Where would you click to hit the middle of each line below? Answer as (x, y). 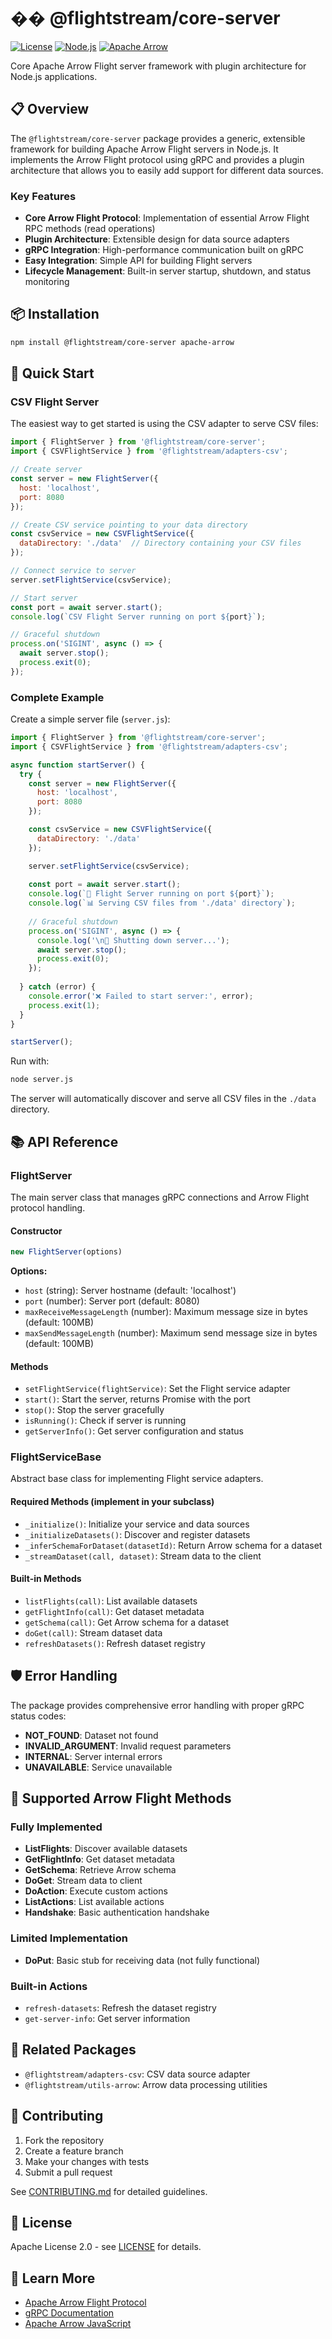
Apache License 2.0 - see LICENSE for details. (106, 2247)
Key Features (43, 196)
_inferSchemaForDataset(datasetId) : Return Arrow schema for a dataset (173, 1545)
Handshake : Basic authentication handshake (117, 1912)
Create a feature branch (74, 2151)
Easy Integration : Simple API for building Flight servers (138, 261)
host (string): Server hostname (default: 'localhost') (130, 1290)
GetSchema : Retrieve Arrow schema (100, 1870)
